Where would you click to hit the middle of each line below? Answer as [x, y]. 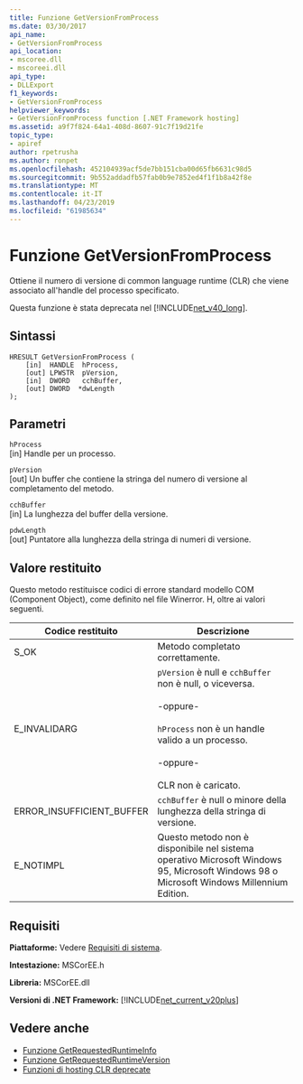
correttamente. [189, 658]
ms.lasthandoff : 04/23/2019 [62, 203]
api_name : [28, 34]
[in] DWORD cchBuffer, [74, 380]
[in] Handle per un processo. [63, 453]
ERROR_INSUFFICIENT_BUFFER [81, 811]
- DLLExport [32, 85]
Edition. [173, 893]
